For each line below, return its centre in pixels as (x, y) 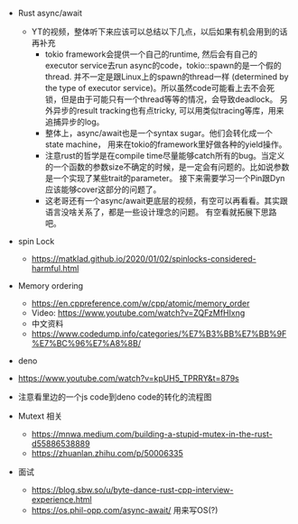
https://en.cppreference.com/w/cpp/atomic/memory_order (140, 303)
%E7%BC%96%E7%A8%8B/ (86, 343)
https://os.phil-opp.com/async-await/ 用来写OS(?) (125, 510)
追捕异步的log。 (74, 122)
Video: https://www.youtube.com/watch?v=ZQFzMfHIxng (138, 313)
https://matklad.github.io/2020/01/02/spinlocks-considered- (144, 259)
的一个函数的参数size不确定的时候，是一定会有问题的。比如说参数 (167, 167)
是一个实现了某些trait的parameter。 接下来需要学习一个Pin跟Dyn (165, 178)
